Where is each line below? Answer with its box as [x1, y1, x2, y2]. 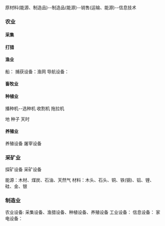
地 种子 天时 [5, 116, 30, 122]
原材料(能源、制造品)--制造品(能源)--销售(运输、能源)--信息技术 [5, 4, 136, 10]
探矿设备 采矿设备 [5, 166, 41, 172]
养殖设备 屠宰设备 [5, 140, 41, 146]
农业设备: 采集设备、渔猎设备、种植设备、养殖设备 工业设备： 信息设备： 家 [5, 209, 160, 215]
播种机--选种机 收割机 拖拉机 [5, 105, 64, 111]
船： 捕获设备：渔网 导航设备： [5, 68, 69, 74]
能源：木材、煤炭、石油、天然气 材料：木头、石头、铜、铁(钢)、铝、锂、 [5, 177, 154, 183]
